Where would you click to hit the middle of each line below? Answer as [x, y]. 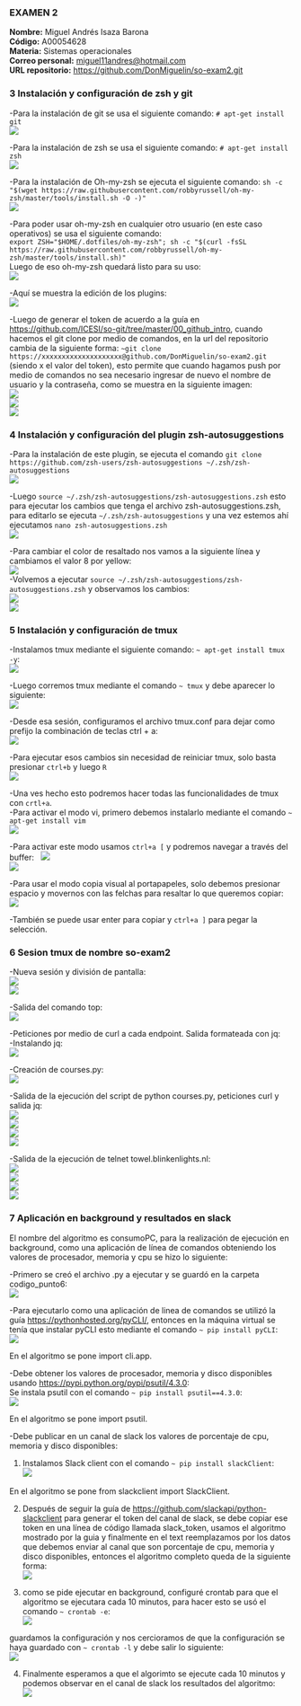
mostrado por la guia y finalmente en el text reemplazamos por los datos [156, 1537]
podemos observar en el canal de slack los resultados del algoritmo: [149, 1683]
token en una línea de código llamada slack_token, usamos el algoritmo [154, 1527]
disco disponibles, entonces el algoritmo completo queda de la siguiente [156, 1556]
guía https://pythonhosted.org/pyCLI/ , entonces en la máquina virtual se [142, 1320]
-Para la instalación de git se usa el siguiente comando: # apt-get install [147, 113]
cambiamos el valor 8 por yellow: [71, 561]
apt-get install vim [48, 821]
